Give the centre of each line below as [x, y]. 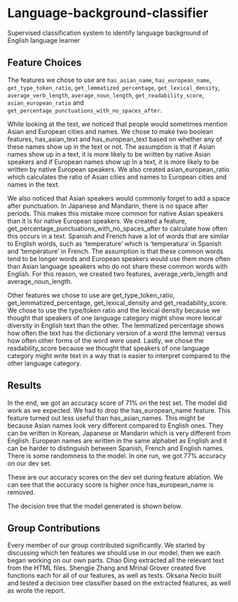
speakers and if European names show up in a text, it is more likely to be [113, 162]
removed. [21, 492]
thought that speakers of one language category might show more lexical [115, 317]
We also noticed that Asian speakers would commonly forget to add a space [119, 198]
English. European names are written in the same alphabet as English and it [117, 440]
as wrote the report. [36, 591]
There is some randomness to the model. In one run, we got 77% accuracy [117, 455]
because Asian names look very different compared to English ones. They [115, 426]
